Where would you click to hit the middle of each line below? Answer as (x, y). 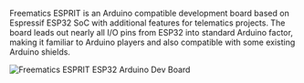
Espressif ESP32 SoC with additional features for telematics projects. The (147, 23)
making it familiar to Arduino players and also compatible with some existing (152, 42)
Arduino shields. (40, 52)
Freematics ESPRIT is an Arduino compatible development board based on (149, 13)
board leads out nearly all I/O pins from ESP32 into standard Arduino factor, (152, 32)
